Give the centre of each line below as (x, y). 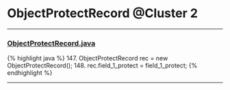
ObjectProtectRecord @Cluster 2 (103, 13)
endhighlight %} (30, 73)
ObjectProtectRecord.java (51, 43)
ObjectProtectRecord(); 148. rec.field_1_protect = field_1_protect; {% (102, 66)
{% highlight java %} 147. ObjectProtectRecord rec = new (88, 58)
